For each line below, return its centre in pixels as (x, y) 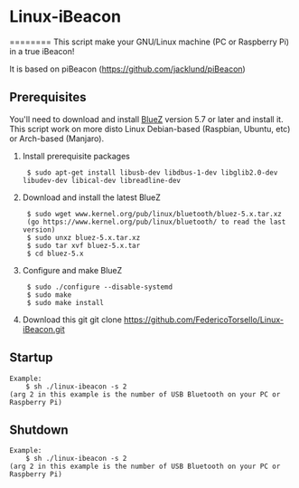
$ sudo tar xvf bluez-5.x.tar (84, 245)
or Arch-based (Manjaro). (57, 139)
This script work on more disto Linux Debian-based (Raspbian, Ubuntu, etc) (150, 129)
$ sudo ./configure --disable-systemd (100, 287)
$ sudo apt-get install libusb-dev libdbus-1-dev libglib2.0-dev (152, 172)
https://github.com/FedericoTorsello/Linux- (204, 320)
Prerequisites (48, 97)
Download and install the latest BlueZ (91, 197)
